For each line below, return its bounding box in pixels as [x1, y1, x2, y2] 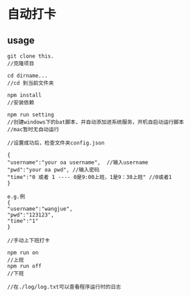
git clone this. [7, 53, 54, 60]
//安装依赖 [7, 99, 35, 106]
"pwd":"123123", [7, 212, 54, 219]
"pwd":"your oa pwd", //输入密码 [7, 167, 100, 173]
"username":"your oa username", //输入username [7, 159, 149, 166]
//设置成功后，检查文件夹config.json [7, 139, 105, 146]
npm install [7, 92, 42, 99]
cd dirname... [7, 72, 49, 79]
